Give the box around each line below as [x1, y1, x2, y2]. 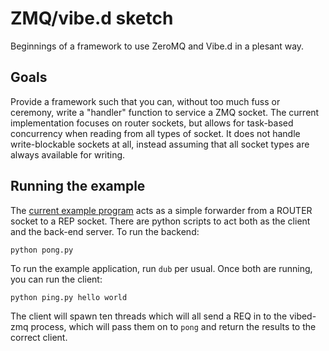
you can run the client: [10, 273, 103, 285]
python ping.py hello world [10, 292, 128, 302]
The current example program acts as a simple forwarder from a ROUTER [10, 204, 313, 216]
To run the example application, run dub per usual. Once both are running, [10, 262, 313, 274]
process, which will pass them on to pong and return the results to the [30, 320, 317, 332]
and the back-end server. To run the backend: [10, 225, 200, 237]
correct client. [10, 331, 68, 343]
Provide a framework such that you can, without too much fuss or [10, 95, 281, 107]
